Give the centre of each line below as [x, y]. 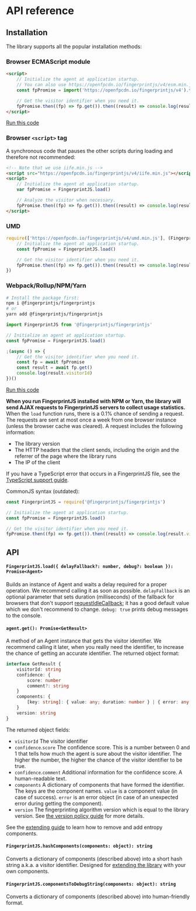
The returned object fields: [38, 730]
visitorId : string [39, 669]
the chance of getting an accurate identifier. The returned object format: [93, 653]
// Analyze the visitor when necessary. [66, 200]
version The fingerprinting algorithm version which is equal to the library [102, 810]
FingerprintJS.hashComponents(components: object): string [79, 846]
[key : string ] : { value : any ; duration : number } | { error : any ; [109, 702]
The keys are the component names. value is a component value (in [96, 791]
